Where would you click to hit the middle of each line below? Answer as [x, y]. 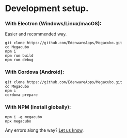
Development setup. [47, 8]
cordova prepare [21, 95]
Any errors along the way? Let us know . [44, 130]
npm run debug [19, 60]
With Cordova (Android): [35, 72]
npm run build [19, 56]
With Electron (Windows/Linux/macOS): [53, 24]
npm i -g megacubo [24, 117]
